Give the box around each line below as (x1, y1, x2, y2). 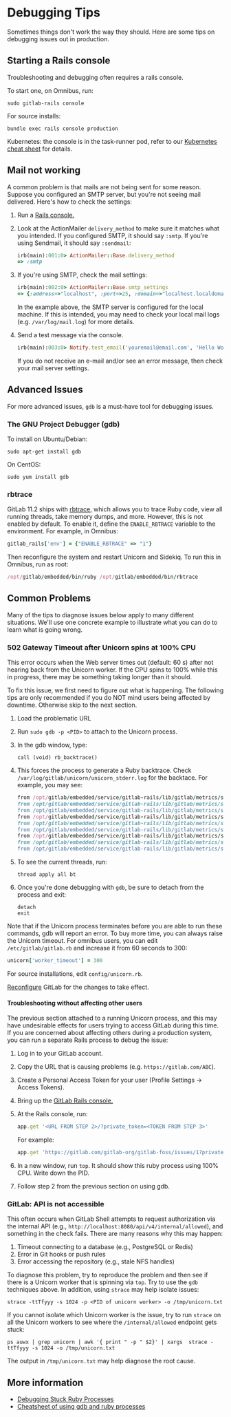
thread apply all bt (16, 871, 76, 878)
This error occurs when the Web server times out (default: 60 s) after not (7, 659, 214, 667)
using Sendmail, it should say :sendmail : (16, 239, 132, 247)
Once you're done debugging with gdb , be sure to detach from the (16, 883, 204, 892)
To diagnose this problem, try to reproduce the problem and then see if (7, 1271, 208, 1279)
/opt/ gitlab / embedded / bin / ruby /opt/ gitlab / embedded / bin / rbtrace (7, 573, 198, 581)
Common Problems (7, 593, 91, 604)
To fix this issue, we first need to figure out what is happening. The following (7, 686, 224, 694)
